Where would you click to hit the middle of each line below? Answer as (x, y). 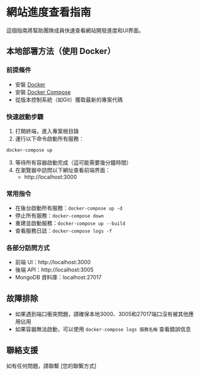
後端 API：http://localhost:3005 (54, 270)
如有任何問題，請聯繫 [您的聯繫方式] (51, 366)
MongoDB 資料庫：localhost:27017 (58, 277)
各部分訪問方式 (28, 248)
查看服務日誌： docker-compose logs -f (63, 231)
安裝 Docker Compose (43, 92)
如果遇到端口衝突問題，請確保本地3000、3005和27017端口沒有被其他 (102, 314)
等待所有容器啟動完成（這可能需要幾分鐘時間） (73, 162)
